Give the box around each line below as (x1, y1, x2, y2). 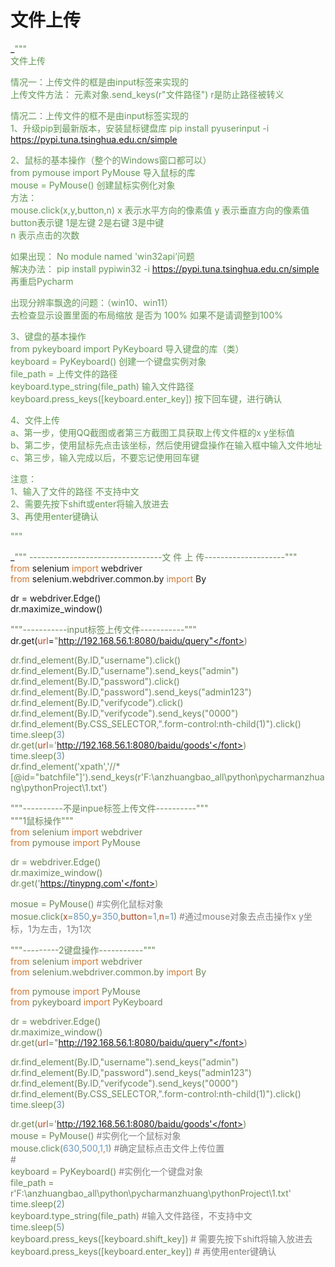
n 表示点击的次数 (10, 229, 80, 241)
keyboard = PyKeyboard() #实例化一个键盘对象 (10, 1165, 204, 1177)
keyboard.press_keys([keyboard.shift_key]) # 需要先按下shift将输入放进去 (10, 1232, 313, 1245)
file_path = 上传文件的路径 (10, 367, 118, 380)
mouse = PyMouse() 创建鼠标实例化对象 (10, 179, 176, 191)
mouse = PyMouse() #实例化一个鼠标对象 (10, 1129, 182, 1141)
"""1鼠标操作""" (10, 814, 74, 826)
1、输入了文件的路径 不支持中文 (10, 485, 140, 497)
